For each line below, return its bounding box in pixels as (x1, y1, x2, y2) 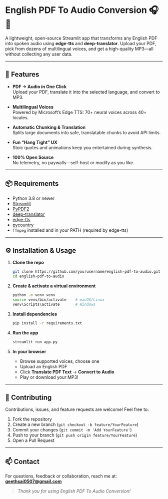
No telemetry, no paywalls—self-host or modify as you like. (12, 159, 134, 166)
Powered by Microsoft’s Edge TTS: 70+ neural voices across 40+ (12, 109, 147, 115)
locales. (12, 114, 29, 121)
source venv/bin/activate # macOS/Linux (12, 297, 105, 302)
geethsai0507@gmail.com (5, 478, 62, 484)
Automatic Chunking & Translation (12, 124, 86, 130)
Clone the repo (12, 259, 44, 266)
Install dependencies (12, 311, 57, 317)
